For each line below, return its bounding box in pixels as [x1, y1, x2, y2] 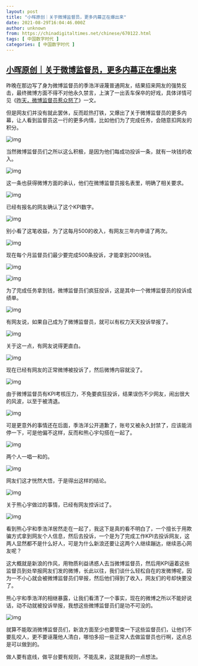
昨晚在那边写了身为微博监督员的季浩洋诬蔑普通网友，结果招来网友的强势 [6, 82, 181, 89]
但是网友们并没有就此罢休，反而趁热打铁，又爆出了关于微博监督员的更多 [6, 109, 181, 116]
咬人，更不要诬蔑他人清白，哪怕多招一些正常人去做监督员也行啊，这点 [16, 633, 187, 640]
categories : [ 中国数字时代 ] [6, 42, 75, 48]
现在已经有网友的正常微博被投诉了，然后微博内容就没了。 [6, 366, 146, 373]
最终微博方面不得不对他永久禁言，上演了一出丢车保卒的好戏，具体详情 [16, 89, 187, 96]
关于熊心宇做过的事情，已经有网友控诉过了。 [6, 501, 115, 508]
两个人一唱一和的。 [6, 453, 53, 460]
